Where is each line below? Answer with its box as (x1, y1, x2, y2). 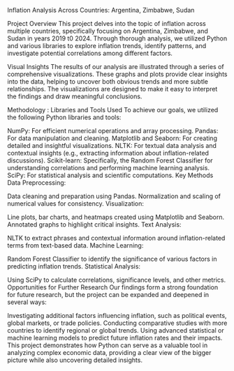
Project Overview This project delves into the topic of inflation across (7, 20, 206, 27)
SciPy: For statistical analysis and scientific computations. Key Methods (7, 171, 214, 179)
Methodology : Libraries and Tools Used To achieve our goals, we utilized (7, 106, 219, 114)
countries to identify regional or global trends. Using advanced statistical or (7, 326, 225, 334)
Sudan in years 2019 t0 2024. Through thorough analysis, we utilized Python (7, 34, 228, 43)
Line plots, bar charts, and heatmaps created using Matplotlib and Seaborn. (7, 213, 225, 221)
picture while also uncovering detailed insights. (7, 356, 143, 364)
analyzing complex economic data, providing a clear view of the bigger (7, 349, 212, 356)
